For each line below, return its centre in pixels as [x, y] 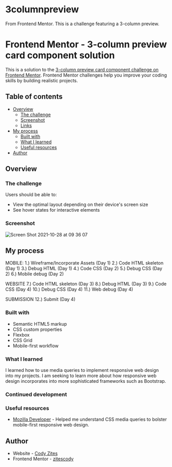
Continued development [36, 394]
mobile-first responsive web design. [51, 425]
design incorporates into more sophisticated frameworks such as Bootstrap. [86, 381]
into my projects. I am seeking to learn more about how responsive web [81, 376]
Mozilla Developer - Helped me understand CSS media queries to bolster [90, 419]
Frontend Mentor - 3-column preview [86, 44]
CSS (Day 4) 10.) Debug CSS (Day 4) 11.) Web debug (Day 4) [69, 289]
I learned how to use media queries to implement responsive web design [82, 370]
